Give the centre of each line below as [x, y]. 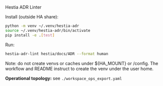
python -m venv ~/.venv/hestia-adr [42, 26]
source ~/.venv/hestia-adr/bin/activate [48, 30]
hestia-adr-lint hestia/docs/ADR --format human [57, 54]
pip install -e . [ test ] [30, 35]
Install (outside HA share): [32, 17]
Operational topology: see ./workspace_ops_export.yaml [64, 78]
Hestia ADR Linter [23, 7]
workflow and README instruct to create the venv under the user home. [79, 69]
